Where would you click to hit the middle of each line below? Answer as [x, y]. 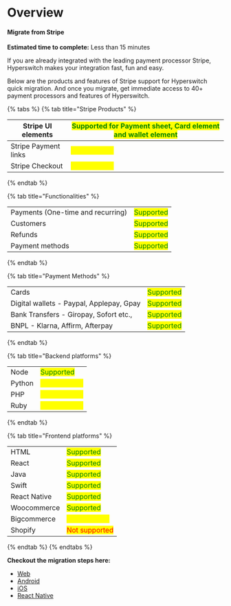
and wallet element [146, 135]
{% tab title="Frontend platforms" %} [60, 436]
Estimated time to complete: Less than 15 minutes [79, 47]
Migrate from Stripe [36, 32]
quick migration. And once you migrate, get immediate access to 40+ [105, 89]
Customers [29, 223]
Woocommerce [35, 508]
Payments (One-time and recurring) [69, 212]
